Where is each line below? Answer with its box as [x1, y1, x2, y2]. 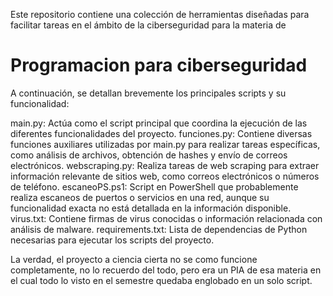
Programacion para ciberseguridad [10, 54, 308, 77]
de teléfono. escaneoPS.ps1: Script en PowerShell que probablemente [10, 180, 299, 193]
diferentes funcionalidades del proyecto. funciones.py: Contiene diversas [10, 127, 313, 139]
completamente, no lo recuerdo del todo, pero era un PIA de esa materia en [10, 264, 322, 276]
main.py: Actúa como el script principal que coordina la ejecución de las [10, 117, 308, 129]
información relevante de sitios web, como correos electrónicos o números [10, 170, 320, 182]
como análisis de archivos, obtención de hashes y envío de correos [10, 149, 288, 161]
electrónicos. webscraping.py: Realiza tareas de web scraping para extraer [10, 159, 320, 171]
